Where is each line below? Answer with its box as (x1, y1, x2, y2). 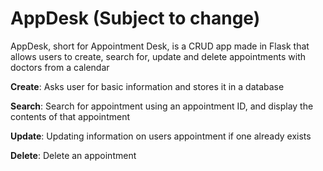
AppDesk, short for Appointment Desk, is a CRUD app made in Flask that (10, 40, 310, 52)
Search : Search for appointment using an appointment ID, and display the (10, 100, 314, 112)
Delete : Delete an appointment (10, 149, 137, 161)
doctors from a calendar (10, 61, 110, 73)
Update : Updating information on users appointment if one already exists (10, 130, 312, 142)
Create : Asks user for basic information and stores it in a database (10, 80, 285, 92)
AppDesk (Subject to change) (10, 7, 261, 30)
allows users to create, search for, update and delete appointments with (10, 50, 306, 62)
